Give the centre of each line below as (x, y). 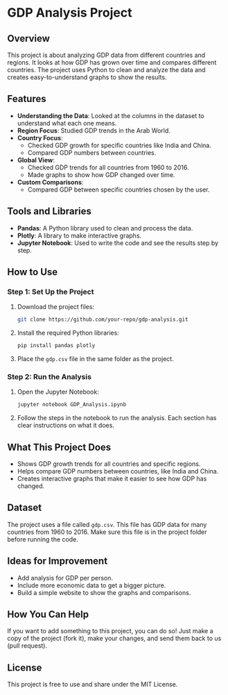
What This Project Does (59, 447)
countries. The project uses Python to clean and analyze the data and (106, 70)
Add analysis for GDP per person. (65, 578)
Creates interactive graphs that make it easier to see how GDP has (112, 479)
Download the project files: (56, 307)
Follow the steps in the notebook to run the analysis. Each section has (117, 418)
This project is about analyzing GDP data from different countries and (106, 55)
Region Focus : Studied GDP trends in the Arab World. (94, 131)
